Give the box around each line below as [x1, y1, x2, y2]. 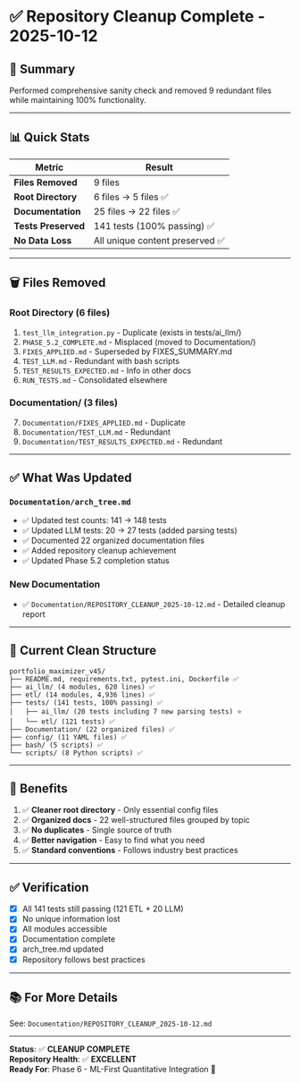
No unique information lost [21, 914, 121, 925]
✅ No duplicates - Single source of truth [21, 825, 172, 835]
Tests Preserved [13, 219, 86, 232]
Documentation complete [21, 934, 116, 944]
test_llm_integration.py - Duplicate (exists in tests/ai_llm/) [21, 326, 242, 337]
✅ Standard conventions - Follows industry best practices [21, 845, 238, 856]
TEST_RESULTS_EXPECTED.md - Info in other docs [21, 365, 192, 376]
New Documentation [9, 579, 101, 591]
